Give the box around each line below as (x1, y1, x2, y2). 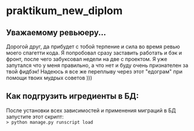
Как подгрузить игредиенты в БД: (6, 91, 139, 101)
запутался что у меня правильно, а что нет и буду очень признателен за (6, 62, 189, 69)
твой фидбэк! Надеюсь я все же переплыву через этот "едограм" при (6, 68, 183, 75)
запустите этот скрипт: (6, 113, 64, 120)
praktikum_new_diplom (6, 4, 123, 18)
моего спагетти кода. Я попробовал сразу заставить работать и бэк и (6, 49, 182, 56)
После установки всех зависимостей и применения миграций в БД (6, 107, 176, 114)
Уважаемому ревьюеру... (6, 28, 106, 38)
